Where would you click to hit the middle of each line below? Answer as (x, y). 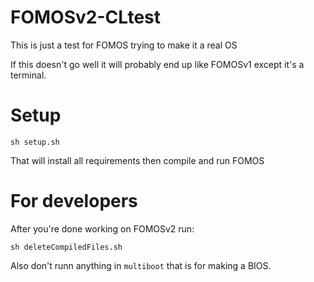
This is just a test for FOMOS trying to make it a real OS (124, 45)
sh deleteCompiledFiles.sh (66, 247)
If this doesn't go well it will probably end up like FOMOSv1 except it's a (157, 64)
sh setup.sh (35, 142)
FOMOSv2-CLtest (86, 17)
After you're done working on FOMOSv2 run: (102, 228)
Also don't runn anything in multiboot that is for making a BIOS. (141, 265)
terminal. (28, 75)
